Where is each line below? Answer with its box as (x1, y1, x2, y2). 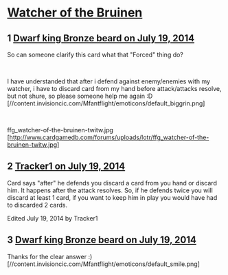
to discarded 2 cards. (7, 201, 67, 209)
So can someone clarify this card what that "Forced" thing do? (7, 50, 184, 59)
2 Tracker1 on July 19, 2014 (7, 161, 126, 172)
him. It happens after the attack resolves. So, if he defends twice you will (7, 186, 213, 194)
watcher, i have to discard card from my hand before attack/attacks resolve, (7, 85, 222, 92)
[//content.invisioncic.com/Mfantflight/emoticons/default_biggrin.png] (7, 99, 205, 108)
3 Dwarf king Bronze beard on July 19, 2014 (7, 234, 197, 246)
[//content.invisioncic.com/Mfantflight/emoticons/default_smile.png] (7, 260, 201, 268)
